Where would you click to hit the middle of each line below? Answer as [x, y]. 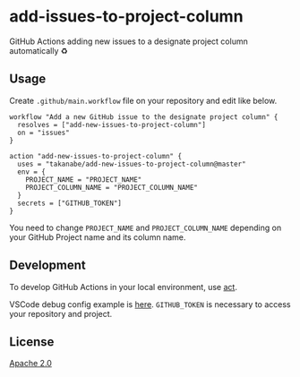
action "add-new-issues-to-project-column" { [95, 156]
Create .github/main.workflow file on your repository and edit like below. [143, 100]
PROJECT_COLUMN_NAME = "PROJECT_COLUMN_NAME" [112, 187]
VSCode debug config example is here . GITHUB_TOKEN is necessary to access [150, 304]
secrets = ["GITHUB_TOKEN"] [70, 203]
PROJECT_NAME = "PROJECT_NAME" [84, 180]
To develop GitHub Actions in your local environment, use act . [123, 287]
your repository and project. [61, 313]
